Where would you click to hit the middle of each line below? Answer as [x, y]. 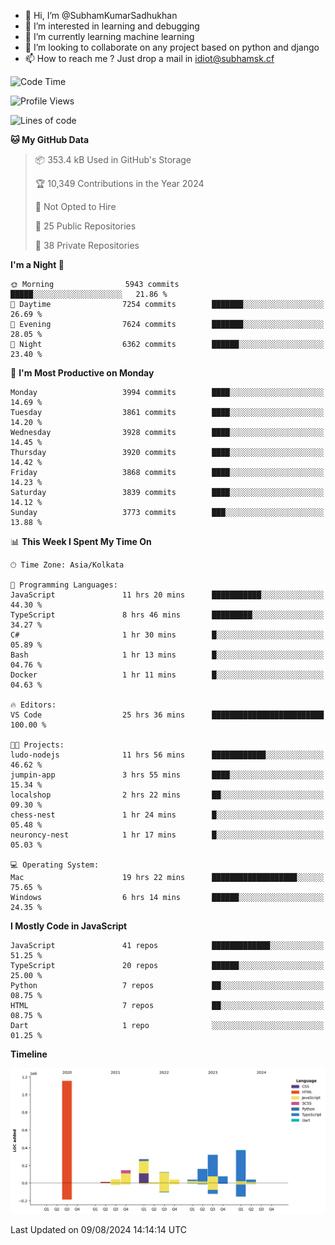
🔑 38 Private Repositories [87, 245]
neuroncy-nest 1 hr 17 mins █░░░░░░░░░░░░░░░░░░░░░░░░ [167, 835]
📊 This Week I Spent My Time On [81, 541]
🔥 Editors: [33, 705]
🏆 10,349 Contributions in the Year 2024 [119, 183]
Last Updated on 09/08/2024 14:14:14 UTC [99, 1229]
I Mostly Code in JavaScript [69, 926]
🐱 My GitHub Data [50, 139]
